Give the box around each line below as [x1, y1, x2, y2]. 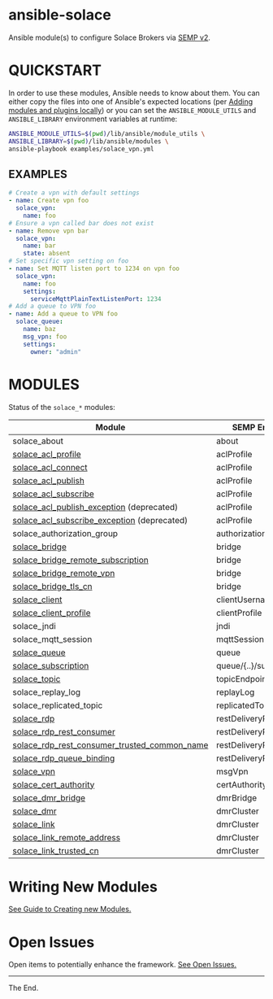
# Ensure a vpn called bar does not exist [8, 219, 154, 227]
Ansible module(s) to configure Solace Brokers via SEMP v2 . [8, 33, 211, 42]
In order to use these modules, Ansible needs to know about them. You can [8, 88, 260, 98]
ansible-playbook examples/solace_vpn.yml [8, 145, 154, 153]
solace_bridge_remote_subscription [12, 554, 149, 565]
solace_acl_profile [12, 448, 81, 460]
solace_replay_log [12, 686, 81, 697]
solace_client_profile [12, 607, 91, 618]
